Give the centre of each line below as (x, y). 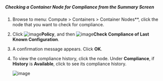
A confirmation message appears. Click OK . (57, 49)
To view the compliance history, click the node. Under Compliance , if (83, 58)
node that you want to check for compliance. (58, 24)
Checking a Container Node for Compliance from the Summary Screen (80, 7)
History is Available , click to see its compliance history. (69, 64)
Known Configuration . (36, 39)
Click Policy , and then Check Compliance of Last (81, 34)
